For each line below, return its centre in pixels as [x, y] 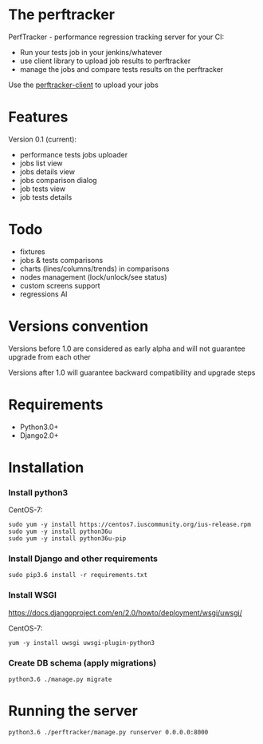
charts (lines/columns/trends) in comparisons [94, 269]
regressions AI [43, 294]
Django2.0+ [39, 435]
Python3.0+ [39, 427]
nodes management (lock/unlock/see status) [93, 277]
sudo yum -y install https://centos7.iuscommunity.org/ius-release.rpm [130, 525]
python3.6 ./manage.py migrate [60, 680]
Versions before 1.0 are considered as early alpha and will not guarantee [127, 348]
